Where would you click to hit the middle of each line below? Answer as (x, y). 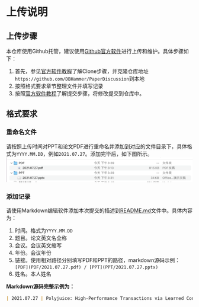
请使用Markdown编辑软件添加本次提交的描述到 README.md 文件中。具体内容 (99, 210)
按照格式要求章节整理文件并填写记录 (59, 86)
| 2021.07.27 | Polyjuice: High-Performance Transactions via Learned (95, 299)
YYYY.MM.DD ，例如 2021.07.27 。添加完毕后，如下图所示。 (85, 153)
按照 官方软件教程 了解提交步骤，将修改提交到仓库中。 (80, 93)
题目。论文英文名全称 (41, 238)
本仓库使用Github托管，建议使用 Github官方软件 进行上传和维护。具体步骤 (95, 51)
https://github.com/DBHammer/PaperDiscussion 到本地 (80, 79)
